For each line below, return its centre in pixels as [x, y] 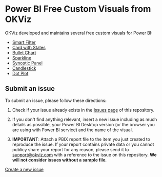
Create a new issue [24, 169]
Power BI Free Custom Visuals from [78, 9]
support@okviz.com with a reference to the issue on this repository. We [84, 155]
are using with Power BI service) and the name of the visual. [72, 130]
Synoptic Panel [27, 63]
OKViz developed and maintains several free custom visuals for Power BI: [79, 33]
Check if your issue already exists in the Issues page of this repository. [83, 110]
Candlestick [24, 68]
